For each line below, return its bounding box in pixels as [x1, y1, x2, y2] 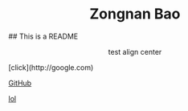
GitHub [8, 78, 32, 88]
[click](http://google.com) [8, 62, 94, 72]
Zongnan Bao [89, 5, 181, 23]
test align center [108, 47, 162, 56]
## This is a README [8, 31, 79, 41]
